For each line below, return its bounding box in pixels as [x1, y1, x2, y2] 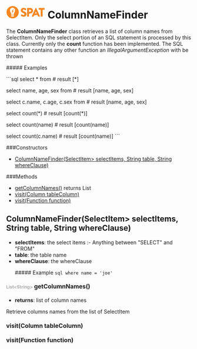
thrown [6, 52, 24, 59]
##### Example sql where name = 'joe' [14, 269, 113, 276]
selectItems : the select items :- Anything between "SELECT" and [14, 238, 173, 246]
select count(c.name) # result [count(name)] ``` [6, 132, 121, 139]
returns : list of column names [14, 297, 87, 304]
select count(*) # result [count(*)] [6, 109, 88, 117]
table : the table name [14, 251, 67, 258]
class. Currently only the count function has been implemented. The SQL [6, 40, 183, 47]
